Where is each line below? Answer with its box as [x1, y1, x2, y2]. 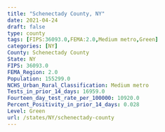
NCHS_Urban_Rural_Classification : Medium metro [7, 82, 150, 89]
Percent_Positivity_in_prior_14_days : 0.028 [7, 101, 140, 108]
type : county [7, 29, 46, 37]
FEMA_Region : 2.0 [7, 68, 58, 75]
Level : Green [7, 108, 46, 115]
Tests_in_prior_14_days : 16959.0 [7, 88, 105, 95]
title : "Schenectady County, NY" [7, 10, 105, 17]
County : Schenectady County [7, 50, 90, 57]
